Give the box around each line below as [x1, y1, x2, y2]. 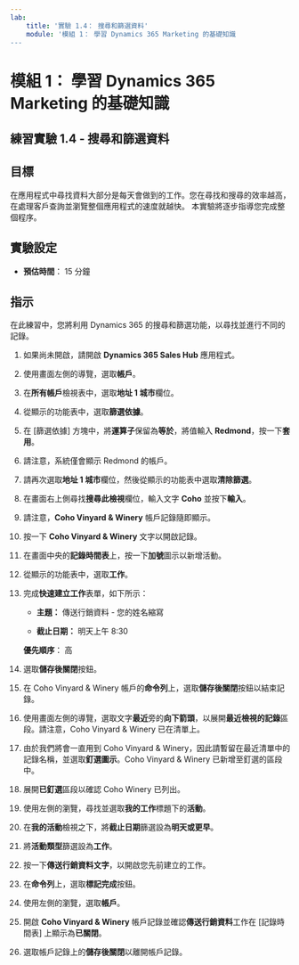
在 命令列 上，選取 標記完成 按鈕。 [22, 879, 141, 889]
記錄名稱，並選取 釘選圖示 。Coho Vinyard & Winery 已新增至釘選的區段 [22, 754, 283, 765]
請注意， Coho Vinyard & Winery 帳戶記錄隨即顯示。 [22, 512, 216, 523]
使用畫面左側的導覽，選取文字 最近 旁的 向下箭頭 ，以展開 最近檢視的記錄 [22, 713, 281, 724]
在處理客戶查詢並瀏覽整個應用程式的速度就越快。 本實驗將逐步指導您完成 [10, 200, 278, 211]
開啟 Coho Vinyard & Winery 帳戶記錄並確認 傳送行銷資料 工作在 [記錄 [22, 917, 278, 928]
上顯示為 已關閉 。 [44, 928, 107, 938]
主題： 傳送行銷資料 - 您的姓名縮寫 [36, 607, 164, 617]
